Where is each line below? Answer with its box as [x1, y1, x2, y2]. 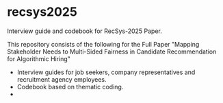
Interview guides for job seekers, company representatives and [16, 68, 196, 76]
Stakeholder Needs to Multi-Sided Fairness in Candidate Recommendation [7, 47, 217, 56]
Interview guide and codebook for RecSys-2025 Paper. [7, 27, 163, 35]
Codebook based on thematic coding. [16, 82, 124, 91]
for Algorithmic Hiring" [7, 54, 70, 62]
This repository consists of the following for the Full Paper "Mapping [7, 40, 200, 48]
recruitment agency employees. [16, 75, 107, 83]
